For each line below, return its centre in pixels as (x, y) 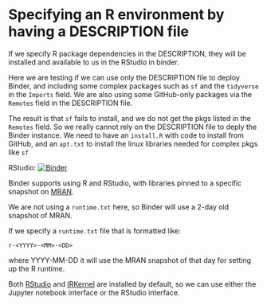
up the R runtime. (37, 268)
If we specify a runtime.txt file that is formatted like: (95, 231)
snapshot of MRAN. (41, 215)
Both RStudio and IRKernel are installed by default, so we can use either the (132, 283)
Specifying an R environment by (116, 15)
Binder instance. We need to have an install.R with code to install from (126, 135)
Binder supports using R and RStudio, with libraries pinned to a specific (125, 183)
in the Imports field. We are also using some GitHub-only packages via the (130, 94)
